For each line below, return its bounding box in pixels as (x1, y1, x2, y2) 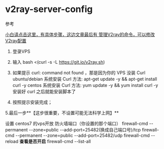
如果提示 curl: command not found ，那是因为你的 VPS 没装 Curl (12, 69, 145, 76)
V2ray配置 (5, 38, 27, 44)
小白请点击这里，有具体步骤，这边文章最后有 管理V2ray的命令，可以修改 (5, 31, 155, 37)
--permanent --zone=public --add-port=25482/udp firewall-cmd (15, 132, 150, 138)
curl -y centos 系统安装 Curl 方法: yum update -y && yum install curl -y (12, 82, 158, 88)
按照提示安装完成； (12, 99, 53, 105)
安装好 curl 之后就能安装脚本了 (12, 88, 76, 94)
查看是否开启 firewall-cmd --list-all (19, 138, 91, 144)
